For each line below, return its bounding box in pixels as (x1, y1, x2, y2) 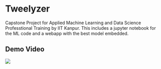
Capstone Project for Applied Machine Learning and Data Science (5, 20, 141, 26)
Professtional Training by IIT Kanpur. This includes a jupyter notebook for (5, 25, 156, 31)
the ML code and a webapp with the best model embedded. (5, 30, 129, 36)
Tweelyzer (5, 3, 50, 15)
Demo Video (5, 45, 45, 53)
